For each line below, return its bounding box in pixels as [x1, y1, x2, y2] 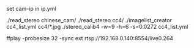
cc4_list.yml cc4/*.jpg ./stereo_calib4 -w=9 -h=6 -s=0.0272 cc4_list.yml [6, 23, 188, 30]
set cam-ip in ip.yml [6, 5, 56, 12]
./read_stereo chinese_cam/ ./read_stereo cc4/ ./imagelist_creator [6, 17, 173, 23]
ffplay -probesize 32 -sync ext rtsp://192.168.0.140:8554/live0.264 [6, 35, 173, 41]
